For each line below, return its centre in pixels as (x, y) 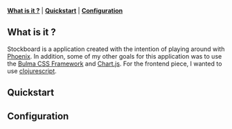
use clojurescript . (32, 71)
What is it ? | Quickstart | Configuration (65, 11)
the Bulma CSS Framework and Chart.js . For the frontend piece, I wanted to (115, 63)
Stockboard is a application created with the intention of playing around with (116, 49)
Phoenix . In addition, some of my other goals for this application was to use (115, 56)
